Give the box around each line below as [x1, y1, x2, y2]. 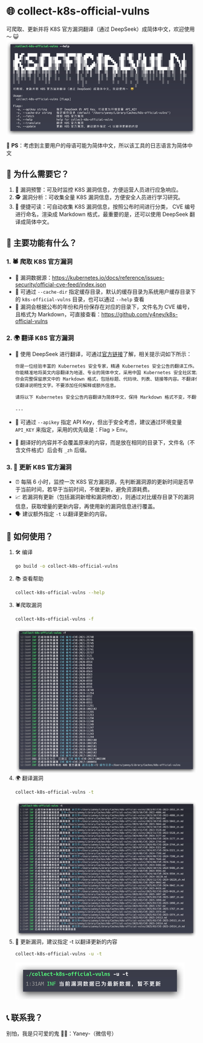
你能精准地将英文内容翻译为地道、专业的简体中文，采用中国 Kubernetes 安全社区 [14, 370, 192, 376]
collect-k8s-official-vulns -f [14, 616, 94, 622]
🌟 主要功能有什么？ [6, 238, 77, 248]
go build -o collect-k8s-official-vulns [14, 564, 118, 570]
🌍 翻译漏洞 [14, 775, 43, 782]
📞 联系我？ [6, 1013, 43, 1023]
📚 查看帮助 [14, 575, 44, 582]
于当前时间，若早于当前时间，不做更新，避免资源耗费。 [14, 486, 153, 493]
